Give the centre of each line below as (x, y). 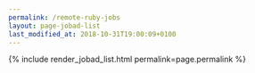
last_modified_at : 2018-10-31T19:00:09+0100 (92, 34)
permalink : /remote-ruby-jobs (65, 17)
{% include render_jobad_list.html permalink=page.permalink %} (127, 60)
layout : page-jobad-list (54, 26)
